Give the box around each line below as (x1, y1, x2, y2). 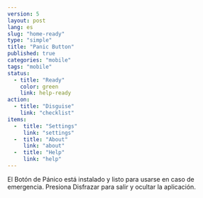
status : (7, 70, 31, 77)
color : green (20, 83, 59, 90)
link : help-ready (20, 89, 72, 97)
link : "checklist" (20, 109, 75, 116)
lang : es (7, 23, 33, 31)
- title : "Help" (13, 149, 65, 156)
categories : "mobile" (7, 57, 72, 64)
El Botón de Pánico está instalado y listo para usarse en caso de (7, 175, 195, 183)
